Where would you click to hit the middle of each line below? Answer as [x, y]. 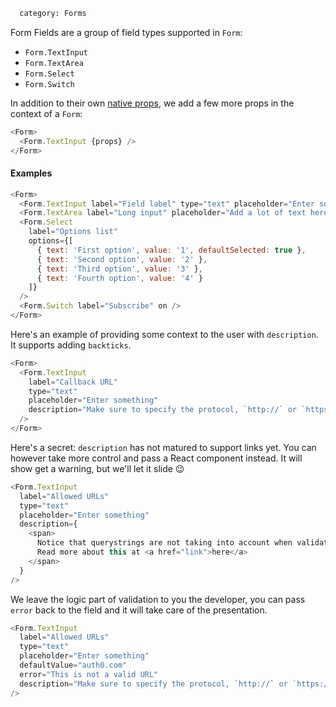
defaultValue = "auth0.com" [73, 665]
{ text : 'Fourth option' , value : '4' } [119, 278]
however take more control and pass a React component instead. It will [156, 458]
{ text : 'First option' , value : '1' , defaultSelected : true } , [171, 250]
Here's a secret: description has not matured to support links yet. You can [163, 447]
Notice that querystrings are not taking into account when [164, 543]
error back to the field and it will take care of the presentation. [139, 610]
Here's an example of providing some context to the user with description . [164, 334]
